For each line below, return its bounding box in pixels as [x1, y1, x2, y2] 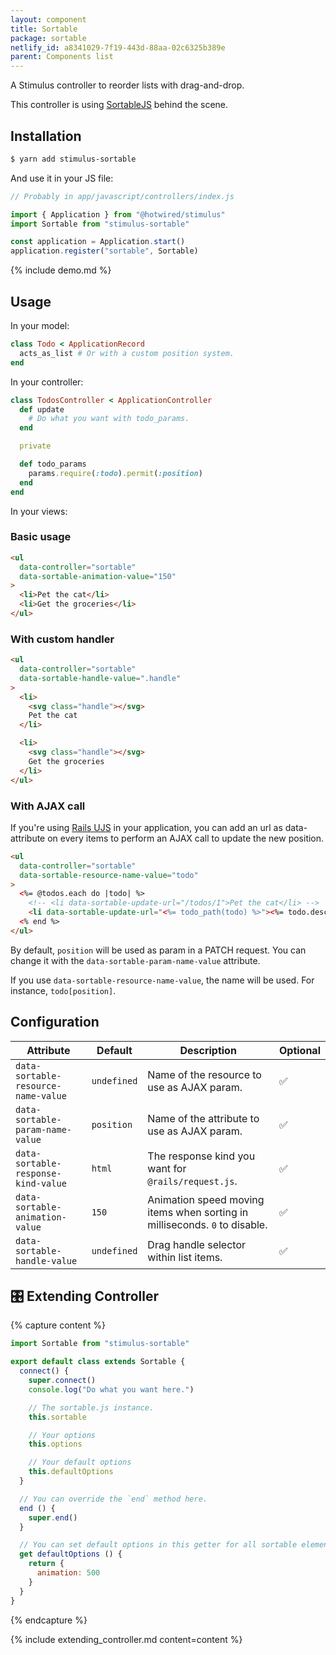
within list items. [147, 1250, 223, 1264]
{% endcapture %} [10, 1614, 88, 1626]
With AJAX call [10, 799, 86, 813]
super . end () [28, 1512, 78, 1523]
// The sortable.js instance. [28, 1402, 155, 1413]
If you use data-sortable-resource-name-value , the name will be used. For [10, 974, 315, 986]
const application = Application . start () [10, 237, 186, 247]
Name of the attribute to [147, 1111, 260, 1125]
